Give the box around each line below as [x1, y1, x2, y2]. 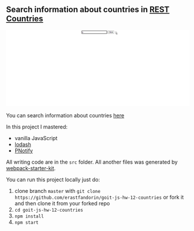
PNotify [14, 147, 33, 154]
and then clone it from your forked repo [14, 199, 110, 207]
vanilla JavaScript [14, 134, 57, 141]
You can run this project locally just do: [6, 176, 100, 183]
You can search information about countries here [6, 111, 125, 119]
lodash [14, 141, 31, 148]
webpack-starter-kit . [6, 164, 56, 172]
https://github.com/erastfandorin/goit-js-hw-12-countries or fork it [14, 193, 184, 201]
